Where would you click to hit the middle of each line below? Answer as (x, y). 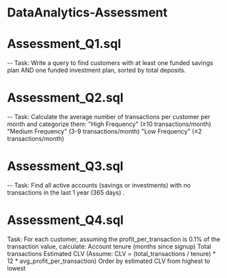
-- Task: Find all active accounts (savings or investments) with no (99, 185)
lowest (16, 268)
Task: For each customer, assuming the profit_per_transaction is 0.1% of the (114, 239)
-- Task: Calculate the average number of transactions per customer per (109, 117)
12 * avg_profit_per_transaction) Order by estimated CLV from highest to (109, 261)
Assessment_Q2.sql (65, 98)
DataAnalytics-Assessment (87, 13)
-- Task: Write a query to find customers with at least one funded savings (110, 63)
